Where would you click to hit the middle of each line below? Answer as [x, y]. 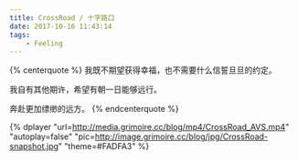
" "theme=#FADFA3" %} [104, 146]
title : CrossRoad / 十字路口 [62, 18]
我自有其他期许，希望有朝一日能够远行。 [85, 90]
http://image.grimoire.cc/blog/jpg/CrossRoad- [181, 136]
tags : [20, 35]
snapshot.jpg [34, 146]
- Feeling [45, 43]
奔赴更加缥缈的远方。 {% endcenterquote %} [95, 109]
